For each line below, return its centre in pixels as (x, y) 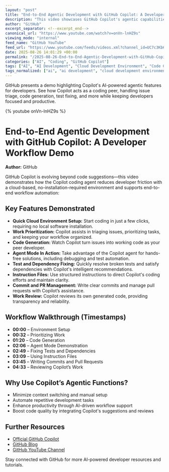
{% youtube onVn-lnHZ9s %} (36, 111)
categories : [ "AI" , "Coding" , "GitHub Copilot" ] (57, 62)
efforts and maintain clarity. (41, 280)
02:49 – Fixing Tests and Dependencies (54, 351)
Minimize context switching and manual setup (60, 395)
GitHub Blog (25, 444)
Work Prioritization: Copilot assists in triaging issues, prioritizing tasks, (87, 231)
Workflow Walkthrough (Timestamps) (66, 317)
